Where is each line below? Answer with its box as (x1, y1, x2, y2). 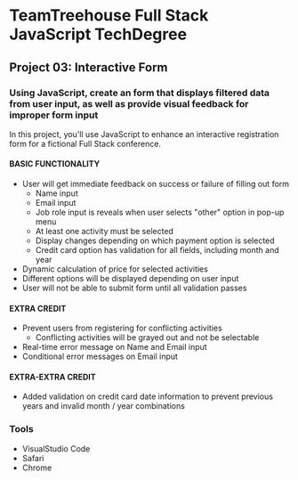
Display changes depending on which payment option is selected (35, 235, 275, 246)
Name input (35, 188, 78, 199)
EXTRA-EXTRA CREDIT (9, 371, 96, 382)
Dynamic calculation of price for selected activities (21, 264, 209, 274)
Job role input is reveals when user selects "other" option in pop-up (35, 207, 285, 218)
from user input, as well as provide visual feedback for (9, 97, 249, 110)
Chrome (21, 462, 52, 473)
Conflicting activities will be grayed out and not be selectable (35, 332, 260, 343)
